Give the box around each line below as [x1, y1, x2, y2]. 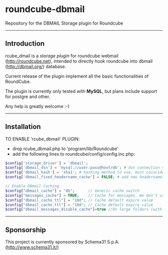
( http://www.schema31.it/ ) [5, 244, 59, 250]
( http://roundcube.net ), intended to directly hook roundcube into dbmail [5, 58, 153, 64]
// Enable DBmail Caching [5, 184, 59, 189]
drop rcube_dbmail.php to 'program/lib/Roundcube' [12, 146, 118, 152]
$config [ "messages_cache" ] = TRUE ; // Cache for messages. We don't [5, 193, 157, 198]
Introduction [5, 39, 45, 48]
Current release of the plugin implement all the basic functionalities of [5, 73, 149, 79]
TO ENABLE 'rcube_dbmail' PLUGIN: [5, 136, 80, 142]
